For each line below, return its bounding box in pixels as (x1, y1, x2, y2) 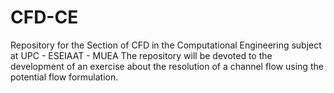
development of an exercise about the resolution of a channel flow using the (10, 60, 324, 72)
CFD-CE (10, 6, 79, 29)
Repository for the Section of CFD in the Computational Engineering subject (10, 39, 322, 51)
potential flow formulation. (10, 71, 119, 83)
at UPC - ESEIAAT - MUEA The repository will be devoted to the (10, 49, 273, 61)
